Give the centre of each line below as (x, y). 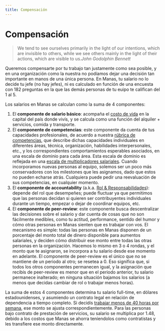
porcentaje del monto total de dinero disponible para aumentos (76, 235)
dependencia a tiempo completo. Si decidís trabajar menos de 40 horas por (82, 303)
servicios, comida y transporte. (44, 124)
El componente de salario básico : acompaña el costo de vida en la (81, 114)
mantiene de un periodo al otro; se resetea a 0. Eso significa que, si (81, 262)
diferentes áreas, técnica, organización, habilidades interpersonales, (82, 145)
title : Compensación (26, 10)
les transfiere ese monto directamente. (44, 324)
